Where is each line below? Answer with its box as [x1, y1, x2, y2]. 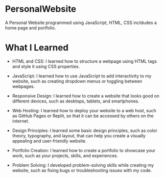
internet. [12, 118, 29, 124]
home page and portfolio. [5, 25, 56, 30]
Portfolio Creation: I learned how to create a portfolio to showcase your [12, 147, 156, 153]
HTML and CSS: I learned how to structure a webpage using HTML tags [12, 58, 157, 64]
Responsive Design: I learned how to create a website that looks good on [12, 93, 160, 99]
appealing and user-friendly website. [12, 138, 87, 144]
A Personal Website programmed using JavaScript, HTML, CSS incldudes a [5, 20, 157, 25]
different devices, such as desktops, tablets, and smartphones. [12, 98, 140, 104]
